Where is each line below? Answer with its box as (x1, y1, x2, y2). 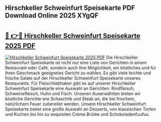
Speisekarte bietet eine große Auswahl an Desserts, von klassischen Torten (5, 106, 156, 112)
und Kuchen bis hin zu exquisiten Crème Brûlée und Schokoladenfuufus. (5, 111, 150, 117)
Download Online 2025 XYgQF (5, 12, 99, 20)
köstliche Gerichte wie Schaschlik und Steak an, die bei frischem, (5, 96, 136, 102)
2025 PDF (5, 41, 35, 50)
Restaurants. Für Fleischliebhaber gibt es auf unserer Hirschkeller (5, 80, 136, 86)
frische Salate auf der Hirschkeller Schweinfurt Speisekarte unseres (5, 75, 141, 81)
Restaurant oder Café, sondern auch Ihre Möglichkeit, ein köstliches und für (5, 65, 157, 70)
